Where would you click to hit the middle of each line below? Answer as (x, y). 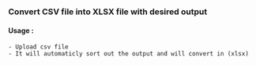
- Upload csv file (38, 47)
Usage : (21, 31)
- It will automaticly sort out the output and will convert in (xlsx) (128, 54)
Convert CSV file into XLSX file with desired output (108, 12)
